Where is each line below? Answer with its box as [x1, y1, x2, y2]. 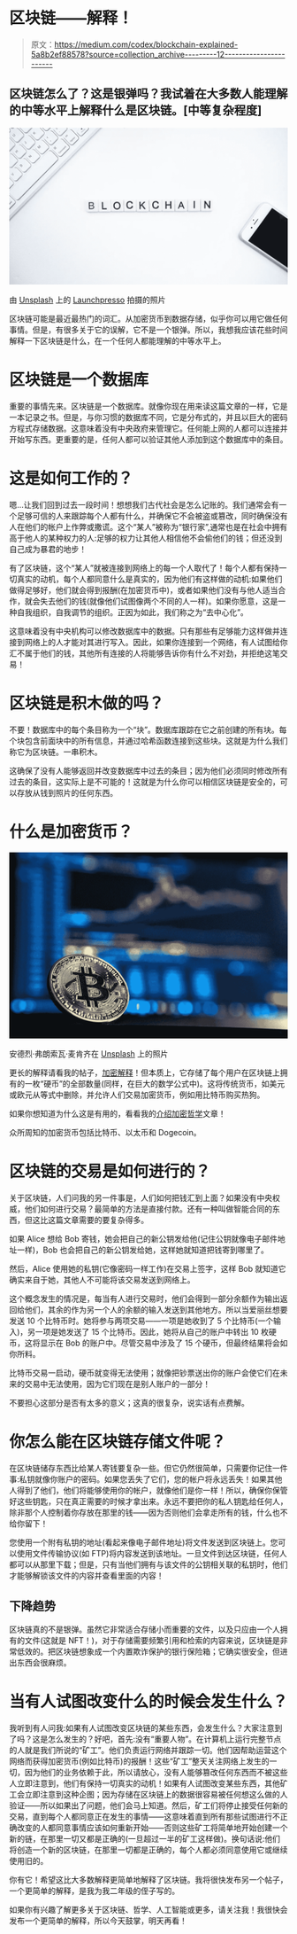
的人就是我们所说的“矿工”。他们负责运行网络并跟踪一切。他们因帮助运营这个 [9, 1744, 287, 1755]
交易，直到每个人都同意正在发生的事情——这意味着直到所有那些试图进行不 [9, 1811, 280, 1821]
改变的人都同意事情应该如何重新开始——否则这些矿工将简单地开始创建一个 [16, 1822, 288, 1833]
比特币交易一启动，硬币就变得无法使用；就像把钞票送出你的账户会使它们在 [9, 1368, 280, 1378]
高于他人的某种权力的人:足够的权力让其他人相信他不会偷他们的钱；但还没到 [9, 533, 283, 543]
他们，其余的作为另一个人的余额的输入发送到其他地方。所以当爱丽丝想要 [24, 1305, 288, 1315]
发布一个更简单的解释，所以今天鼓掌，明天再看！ [9, 1915, 187, 1926]
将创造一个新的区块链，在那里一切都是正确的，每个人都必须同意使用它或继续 [9, 1844, 288, 1855]
